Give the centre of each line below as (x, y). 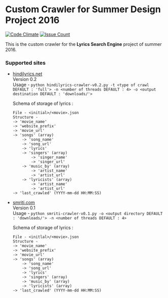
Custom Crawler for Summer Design (83, 9)
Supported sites (25, 63)
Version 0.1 (24, 208)
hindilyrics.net (27, 74)
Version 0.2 (25, 79)
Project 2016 (32, 20)
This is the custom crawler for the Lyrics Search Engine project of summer (83, 44)
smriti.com (24, 203)
